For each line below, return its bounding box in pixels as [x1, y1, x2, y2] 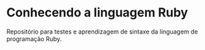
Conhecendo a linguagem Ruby [6, 5, 189, 21]
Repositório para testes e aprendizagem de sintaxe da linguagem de [6, 27, 199, 36]
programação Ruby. [6, 34, 62, 42]
